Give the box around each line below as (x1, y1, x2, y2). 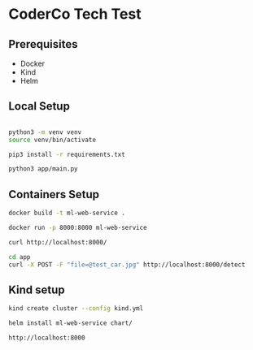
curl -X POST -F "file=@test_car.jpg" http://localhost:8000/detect (8, 261, 246, 269)
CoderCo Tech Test (8, 5, 142, 24)
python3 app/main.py (8, 165, 79, 173)
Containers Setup (8, 188, 100, 201)
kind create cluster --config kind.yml (8, 305, 144, 313)
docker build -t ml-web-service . (8, 209, 126, 218)
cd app (8, 253, 31, 261)
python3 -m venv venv (8, 127, 82, 136)
